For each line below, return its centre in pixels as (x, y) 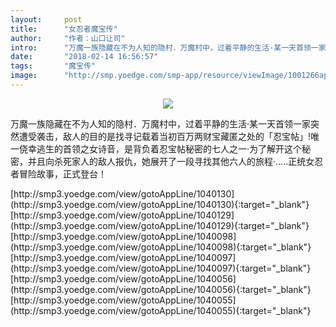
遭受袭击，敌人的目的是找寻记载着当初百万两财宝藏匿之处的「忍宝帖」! (165, 136)
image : (24, 76)
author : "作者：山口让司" (68, 38)
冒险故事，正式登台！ (62, 173)
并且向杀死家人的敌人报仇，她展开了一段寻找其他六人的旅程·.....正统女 (171, 161)
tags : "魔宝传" (53, 66)
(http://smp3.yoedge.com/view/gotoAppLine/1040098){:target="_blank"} (161, 247)
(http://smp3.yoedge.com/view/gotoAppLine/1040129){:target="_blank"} (160, 225)
